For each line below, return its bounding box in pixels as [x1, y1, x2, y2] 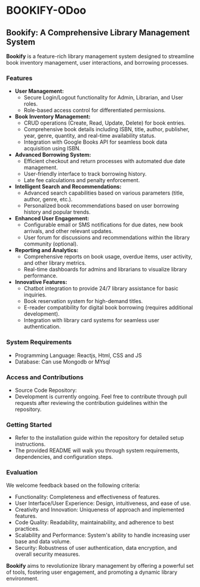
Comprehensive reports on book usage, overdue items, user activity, [23, 253, 193, 261]
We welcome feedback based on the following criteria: [6, 482, 140, 489]
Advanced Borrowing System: [14, 151, 91, 159]
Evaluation [6, 468, 38, 477]
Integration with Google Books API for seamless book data [23, 138, 168, 146]
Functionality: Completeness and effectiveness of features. [14, 494, 161, 501]
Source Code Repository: [14, 386, 77, 394]
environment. [6, 575, 39, 582]
